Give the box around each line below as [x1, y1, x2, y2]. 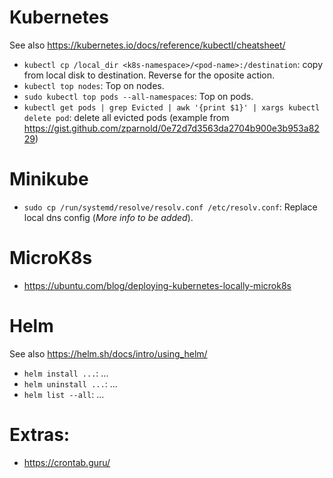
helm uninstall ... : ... [23, 377, 118, 390]
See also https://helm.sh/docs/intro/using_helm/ [9, 347, 208, 360]
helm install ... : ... [23, 367, 109, 379]
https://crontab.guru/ [23, 456, 111, 468]
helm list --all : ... [23, 388, 105, 400]
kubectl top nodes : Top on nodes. [23, 79, 165, 91]
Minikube [9, 168, 89, 191]
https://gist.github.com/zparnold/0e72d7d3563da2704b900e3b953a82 [23, 122, 320, 134]
